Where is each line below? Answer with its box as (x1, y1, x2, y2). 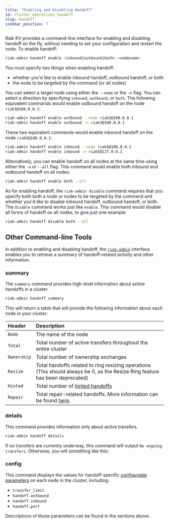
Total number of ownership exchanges (36, 354, 127, 361)
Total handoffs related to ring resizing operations (36, 362, 151, 369)
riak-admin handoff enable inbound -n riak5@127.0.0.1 (5, 149, 123, 154)
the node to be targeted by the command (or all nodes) (12, 80, 127, 86)
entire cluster (36, 346, 67, 353)
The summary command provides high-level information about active (5, 281, 145, 287)
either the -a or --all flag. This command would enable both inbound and (5, 163, 158, 169)
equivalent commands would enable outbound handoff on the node (5, 100, 145, 106)
